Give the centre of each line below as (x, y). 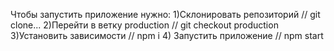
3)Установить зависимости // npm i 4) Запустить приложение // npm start (167, 35)
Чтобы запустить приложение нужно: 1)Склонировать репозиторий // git (165, 14)
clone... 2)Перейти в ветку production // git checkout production (144, 25)
